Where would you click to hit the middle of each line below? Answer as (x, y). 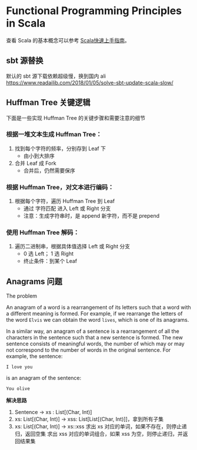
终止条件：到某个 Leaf (50, 261)
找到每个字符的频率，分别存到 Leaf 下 (60, 148)
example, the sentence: (34, 356)
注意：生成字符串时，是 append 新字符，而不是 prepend (91, 216)
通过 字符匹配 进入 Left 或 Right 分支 (67, 209)
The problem (21, 296)
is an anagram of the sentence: (44, 378)
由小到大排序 (39, 156)
